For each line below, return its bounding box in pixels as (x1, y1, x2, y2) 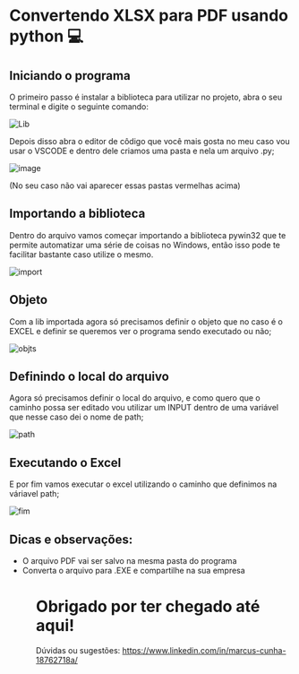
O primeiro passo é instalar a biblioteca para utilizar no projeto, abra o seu (9, 91, 283, 102)
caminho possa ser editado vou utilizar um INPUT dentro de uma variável (9, 402, 279, 413)
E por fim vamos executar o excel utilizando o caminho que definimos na (9, 479, 278, 489)
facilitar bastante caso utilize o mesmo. (9, 248, 154, 260)
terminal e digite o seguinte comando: (9, 101, 149, 112)
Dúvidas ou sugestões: (35, 645, 121, 655)
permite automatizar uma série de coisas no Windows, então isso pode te (9, 239, 280, 250)
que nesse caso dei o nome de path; (9, 411, 144, 422)
